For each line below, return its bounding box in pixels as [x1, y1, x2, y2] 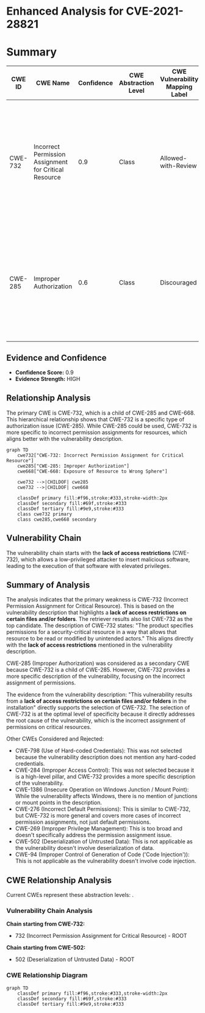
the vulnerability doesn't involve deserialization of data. [15, 844, 154, 852]
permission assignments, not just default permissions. [15, 818, 151, 826]
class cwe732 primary [17, 511, 72, 517]
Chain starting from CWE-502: [6, 944, 86, 951]
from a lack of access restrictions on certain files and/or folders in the [6, 697, 187, 705]
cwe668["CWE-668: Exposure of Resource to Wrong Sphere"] [17, 468, 168, 474]
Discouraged [160, 278, 197, 287]
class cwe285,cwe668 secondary [17, 516, 97, 523]
